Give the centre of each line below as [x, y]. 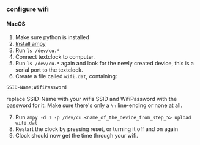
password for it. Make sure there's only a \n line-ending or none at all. [94, 105]
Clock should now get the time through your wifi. [77, 136]
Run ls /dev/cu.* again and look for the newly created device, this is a [105, 64]
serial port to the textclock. [49, 70]
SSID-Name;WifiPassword [37, 87]
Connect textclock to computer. [55, 57]
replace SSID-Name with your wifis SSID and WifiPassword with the [92, 99]
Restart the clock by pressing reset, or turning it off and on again [97, 129]
